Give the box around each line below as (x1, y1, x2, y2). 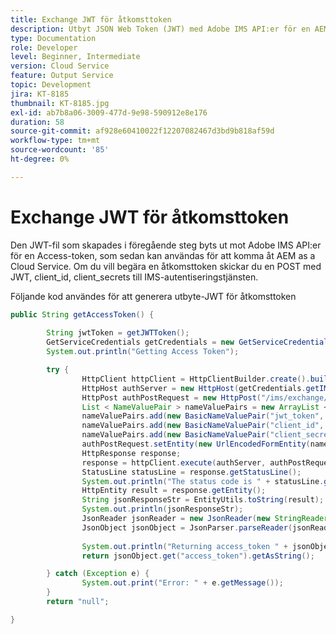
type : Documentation (10, 33, 97, 43)
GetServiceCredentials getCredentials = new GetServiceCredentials (46, 337, 333, 348)
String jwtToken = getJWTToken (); (46, 328, 190, 338)
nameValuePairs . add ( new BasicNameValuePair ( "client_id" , (81, 421, 325, 431)
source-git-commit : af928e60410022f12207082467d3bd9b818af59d (10, 126, 275, 136)
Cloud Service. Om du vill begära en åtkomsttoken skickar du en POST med (10, 260, 322, 272)
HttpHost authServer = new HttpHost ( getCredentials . (81, 383, 307, 393)
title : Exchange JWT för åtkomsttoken (10, 14, 172, 25)
